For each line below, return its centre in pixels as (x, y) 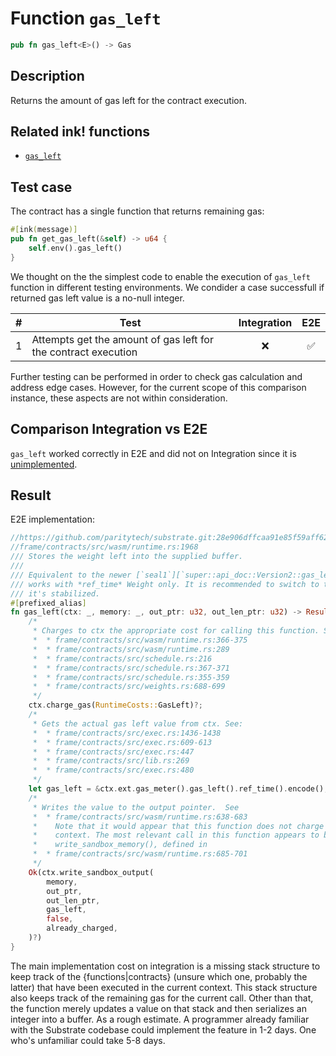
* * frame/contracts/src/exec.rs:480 (113, 770)
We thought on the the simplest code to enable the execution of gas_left (160, 276)
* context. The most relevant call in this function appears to (176, 835)
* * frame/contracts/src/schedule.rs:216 (122, 658)
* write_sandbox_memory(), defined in (120, 845)
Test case (41, 187)
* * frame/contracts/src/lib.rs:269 (111, 761)
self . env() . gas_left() (75, 248)
